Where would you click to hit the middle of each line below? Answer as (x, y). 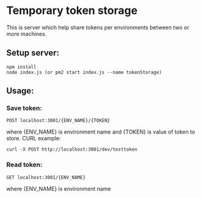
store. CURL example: (33, 138)
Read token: (24, 165)
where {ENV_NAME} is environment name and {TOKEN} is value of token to (101, 132)
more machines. (26, 33)
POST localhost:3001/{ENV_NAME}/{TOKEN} (58, 121)
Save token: (24, 108)
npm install (21, 67)
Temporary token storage (72, 11)
